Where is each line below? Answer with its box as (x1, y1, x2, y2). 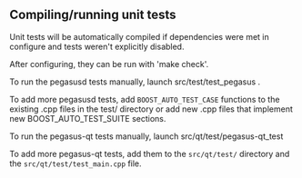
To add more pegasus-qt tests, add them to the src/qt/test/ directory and (9, 148, 290, 159)
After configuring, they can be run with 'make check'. (9, 58, 209, 69)
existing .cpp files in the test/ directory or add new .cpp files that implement (9, 104, 293, 114)
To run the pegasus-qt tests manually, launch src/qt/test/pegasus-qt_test (9, 131, 284, 142)
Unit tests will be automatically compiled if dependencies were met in (9, 31, 270, 42)
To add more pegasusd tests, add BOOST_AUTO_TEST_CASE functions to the (9, 94, 280, 104)
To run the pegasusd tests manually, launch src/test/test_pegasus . (9, 76, 261, 87)
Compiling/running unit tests (9, 7, 176, 23)
